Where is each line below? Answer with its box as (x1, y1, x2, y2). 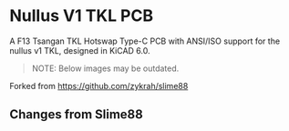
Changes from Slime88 (9, 106, 143, 123)
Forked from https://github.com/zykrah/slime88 (9, 80, 189, 91)
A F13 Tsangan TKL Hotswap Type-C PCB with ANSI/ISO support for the (9, 35, 281, 46)
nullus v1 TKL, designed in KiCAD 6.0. (9, 45, 150, 55)
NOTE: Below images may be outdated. (31, 63, 180, 74)
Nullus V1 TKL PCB (9, 5, 153, 26)
